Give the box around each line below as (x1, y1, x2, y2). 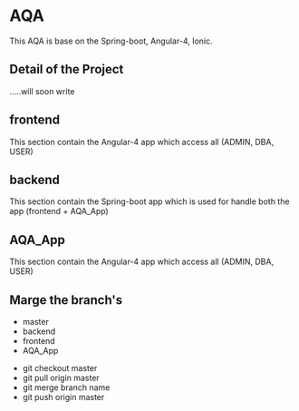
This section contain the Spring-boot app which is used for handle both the (9, 196, 290, 207)
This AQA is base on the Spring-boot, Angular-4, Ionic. (9, 35, 213, 46)
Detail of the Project (9, 62, 124, 77)
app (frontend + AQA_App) (9, 206, 109, 217)
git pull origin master (22, 373, 100, 383)
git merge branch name (22, 382, 111, 393)
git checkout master (22, 363, 98, 373)
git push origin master (22, 392, 105, 402)
